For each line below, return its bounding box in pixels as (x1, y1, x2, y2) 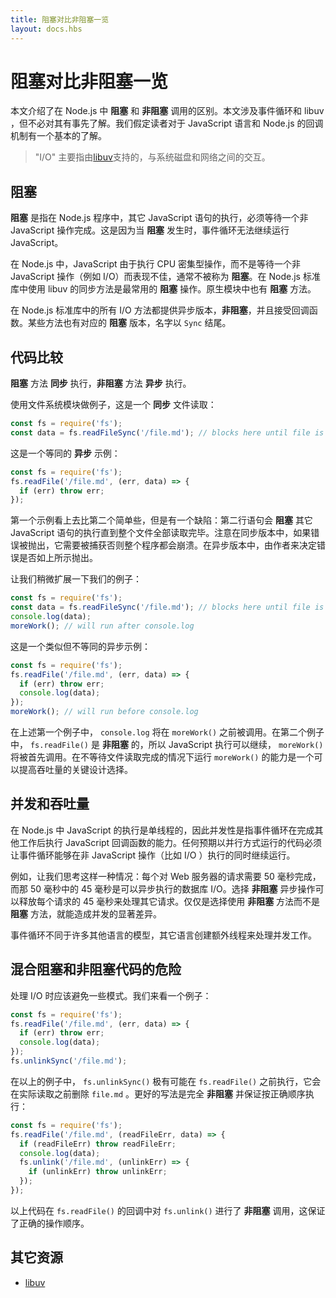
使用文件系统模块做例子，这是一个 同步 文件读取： (10, 399, 217, 411)
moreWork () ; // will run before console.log (10, 707, 199, 717)
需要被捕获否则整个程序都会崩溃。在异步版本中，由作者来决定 (62, 539, 317, 551)
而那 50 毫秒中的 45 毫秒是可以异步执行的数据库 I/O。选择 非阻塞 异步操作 (10, 882, 316, 895)
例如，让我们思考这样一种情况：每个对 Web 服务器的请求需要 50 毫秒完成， (10, 870, 322, 882)
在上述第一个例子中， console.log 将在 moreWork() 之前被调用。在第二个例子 (10, 726, 325, 738)
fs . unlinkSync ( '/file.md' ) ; (10, 1056, 128, 1066)
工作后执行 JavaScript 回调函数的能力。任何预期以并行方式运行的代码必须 (18, 836, 323, 848)
